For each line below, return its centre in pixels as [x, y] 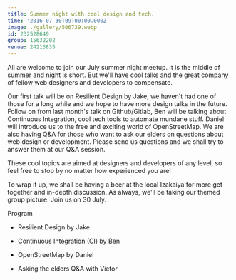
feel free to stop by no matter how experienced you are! [89, 171]
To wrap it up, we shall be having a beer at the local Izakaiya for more [109, 185]
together [20, 192]
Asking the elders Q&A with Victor [67, 269]
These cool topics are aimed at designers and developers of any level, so [115, 163]
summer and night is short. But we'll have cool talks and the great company [118, 75]
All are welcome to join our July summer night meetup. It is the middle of [114, 67]
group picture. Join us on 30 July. [57, 199]
